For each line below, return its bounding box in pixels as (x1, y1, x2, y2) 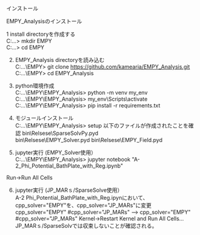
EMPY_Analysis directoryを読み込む (15, 56, 105, 63)
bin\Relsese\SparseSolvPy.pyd (22, 129, 98, 137)
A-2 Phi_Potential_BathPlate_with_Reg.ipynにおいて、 (15, 194, 149, 201)
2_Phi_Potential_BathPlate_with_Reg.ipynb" (15, 162, 123, 169)
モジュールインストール (15, 114, 74, 121)
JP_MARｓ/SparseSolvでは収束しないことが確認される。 (15, 222, 158, 229)
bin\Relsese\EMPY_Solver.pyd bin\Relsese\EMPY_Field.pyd (15, 137, 163, 143)
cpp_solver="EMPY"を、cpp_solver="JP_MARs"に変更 (15, 202, 152, 209)
